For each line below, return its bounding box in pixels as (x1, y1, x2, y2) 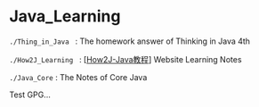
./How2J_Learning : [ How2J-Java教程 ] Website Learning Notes (9, 53, 242, 64)
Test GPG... (9, 89, 51, 100)
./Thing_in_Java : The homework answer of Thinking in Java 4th (9, 36, 251, 46)
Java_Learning (9, 6, 121, 27)
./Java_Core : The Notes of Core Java (9, 71, 148, 82)
